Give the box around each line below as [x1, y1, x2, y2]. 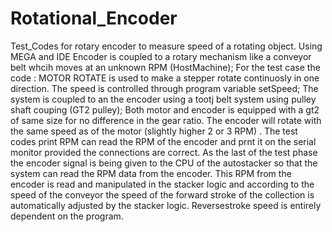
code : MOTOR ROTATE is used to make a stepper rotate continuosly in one [10, 72, 320, 84]
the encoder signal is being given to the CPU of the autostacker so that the [10, 157, 318, 169]
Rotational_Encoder [10, 7, 178, 30]
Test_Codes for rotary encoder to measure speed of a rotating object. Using [10, 40, 323, 52]
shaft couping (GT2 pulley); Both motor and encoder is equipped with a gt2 [10, 103, 320, 116]
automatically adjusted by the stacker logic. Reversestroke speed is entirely [10, 199, 322, 211]
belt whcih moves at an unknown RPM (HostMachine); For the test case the [10, 61, 321, 73]
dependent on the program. [10, 210, 124, 222]
